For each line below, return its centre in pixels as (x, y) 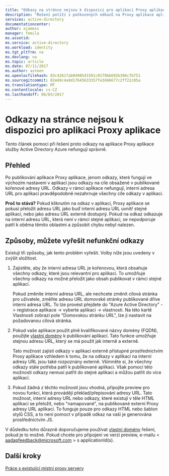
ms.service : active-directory (37, 43)
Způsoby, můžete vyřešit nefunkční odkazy (75, 241)
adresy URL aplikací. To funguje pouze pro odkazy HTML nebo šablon (85, 409)
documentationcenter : (28, 24)
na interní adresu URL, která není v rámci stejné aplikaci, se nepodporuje (80, 220)
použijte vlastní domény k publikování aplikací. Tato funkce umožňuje (84, 336)
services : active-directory (35, 19)
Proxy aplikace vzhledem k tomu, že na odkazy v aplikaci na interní (82, 356)
